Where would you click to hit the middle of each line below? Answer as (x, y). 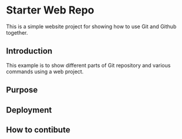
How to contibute (38, 130)
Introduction (29, 51)
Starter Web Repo (50, 10)
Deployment (29, 110)
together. (17, 32)
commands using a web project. (45, 72)
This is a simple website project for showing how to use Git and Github (91, 26)
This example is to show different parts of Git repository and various (88, 65)
